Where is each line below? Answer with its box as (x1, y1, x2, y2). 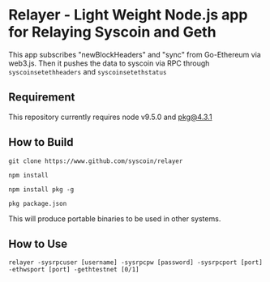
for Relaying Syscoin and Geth (8, 23, 216, 41)
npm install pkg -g (8, 185, 75, 194)
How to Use (8, 237, 68, 250)
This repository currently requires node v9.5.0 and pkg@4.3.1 (8, 112, 212, 122)
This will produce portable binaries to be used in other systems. (8, 213, 221, 224)
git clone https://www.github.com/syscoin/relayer (8, 156, 183, 165)
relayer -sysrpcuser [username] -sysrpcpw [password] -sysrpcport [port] (8, 258, 264, 267)
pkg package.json (8, 199, 67, 207)
